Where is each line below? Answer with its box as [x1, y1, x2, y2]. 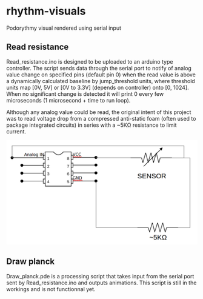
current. [6, 127, 26, 135]
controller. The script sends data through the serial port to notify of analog [6, 64, 192, 72]
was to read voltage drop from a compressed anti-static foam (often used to [6, 115, 196, 122]
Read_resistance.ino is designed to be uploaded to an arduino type [6, 58, 173, 65]
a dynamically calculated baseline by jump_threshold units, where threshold [6, 77, 195, 84]
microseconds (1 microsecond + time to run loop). [6, 96, 131, 104]
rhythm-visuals [6, 4, 86, 18]
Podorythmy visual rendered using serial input [6, 24, 122, 32]
